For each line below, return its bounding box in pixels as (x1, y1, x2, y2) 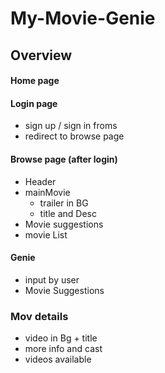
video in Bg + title (24, 332, 98, 344)
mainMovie (24, 186, 71, 198)
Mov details (10, 309, 69, 323)
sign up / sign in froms (24, 120, 118, 132)
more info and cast (24, 343, 103, 355)
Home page (10, 75, 60, 87)
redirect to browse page (24, 130, 125, 142)
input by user (24, 273, 80, 286)
